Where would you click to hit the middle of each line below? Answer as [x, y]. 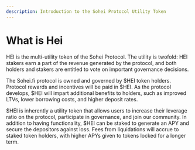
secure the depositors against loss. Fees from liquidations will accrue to [93, 129]
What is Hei [35, 40]
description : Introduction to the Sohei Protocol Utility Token [86, 11]
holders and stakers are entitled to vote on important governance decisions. [97, 69]
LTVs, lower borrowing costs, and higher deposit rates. [72, 99]
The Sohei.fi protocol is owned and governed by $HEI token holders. [89, 80]
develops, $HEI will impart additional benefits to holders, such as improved [96, 93]
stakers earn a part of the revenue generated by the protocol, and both [91, 63]
